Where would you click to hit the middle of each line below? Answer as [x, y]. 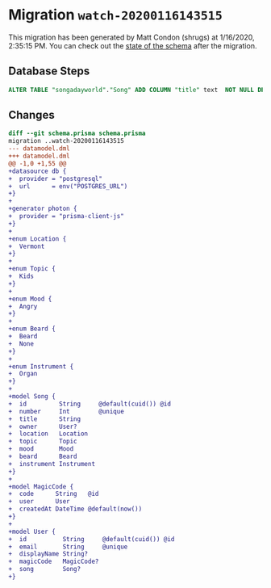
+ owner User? [43, 426]
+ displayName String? [48, 554]
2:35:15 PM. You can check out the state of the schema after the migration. [133, 45]
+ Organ [23, 374]
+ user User [39, 502]
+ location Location [48, 434]
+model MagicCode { [41, 486]
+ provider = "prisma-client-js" [67, 216]
